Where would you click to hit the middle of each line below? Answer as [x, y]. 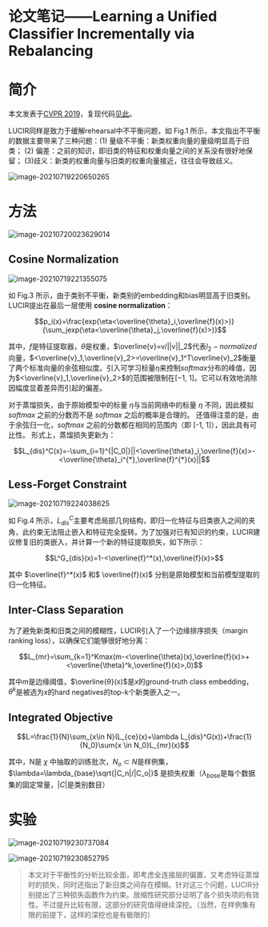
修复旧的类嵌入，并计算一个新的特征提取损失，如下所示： [110, 542]
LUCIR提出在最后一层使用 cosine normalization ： [91, 305]
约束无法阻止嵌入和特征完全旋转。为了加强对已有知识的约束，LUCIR [141, 532]
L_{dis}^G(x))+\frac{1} [216, 736]
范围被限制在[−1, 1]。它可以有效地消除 [195, 378]
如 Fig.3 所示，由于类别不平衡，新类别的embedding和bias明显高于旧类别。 [132, 295]
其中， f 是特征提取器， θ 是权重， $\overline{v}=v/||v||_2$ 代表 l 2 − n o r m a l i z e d [133, 347]
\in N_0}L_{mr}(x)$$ [156, 745]
